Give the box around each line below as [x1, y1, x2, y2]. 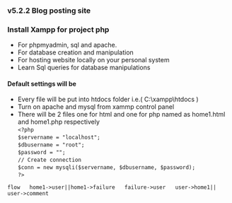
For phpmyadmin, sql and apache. [17, 41, 117, 50]
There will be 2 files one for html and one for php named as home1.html [17, 110, 226, 119]
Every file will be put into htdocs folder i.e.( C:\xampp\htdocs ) [17, 95, 199, 104]
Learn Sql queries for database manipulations [17, 63, 151, 72]
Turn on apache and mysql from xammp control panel [17, 103, 175, 111]
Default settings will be [7, 79, 76, 88]
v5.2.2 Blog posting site [7, 6, 91, 16]
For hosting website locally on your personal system [17, 56, 170, 64]
